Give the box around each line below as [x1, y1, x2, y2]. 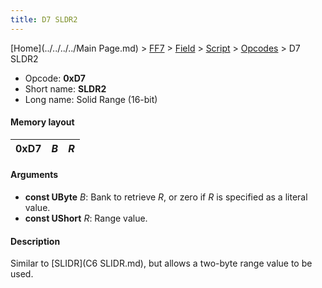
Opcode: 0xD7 [24, 72, 86, 84]
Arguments [10, 169, 59, 181]
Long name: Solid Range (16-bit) [24, 93, 158, 105]
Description [10, 235, 61, 247]
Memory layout [10, 116, 75, 128]
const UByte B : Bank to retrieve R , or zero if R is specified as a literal [24, 191, 308, 203]
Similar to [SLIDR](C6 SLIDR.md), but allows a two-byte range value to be [10, 257, 313, 270]
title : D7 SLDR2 [10, 14, 78, 25]
